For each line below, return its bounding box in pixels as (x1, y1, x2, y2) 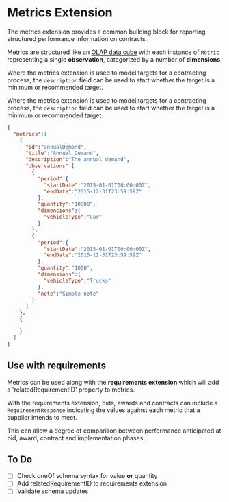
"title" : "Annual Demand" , (25, 150, 99, 157)
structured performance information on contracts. (7, 34, 148, 43)
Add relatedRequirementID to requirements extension (16, 479, 167, 488)
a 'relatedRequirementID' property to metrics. (7, 385, 135, 394)
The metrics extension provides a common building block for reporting (7, 27, 206, 36)
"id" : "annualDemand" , (25, 143, 87, 150)
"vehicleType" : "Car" (43, 214, 103, 221)
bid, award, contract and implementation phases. (7, 433, 146, 442)
